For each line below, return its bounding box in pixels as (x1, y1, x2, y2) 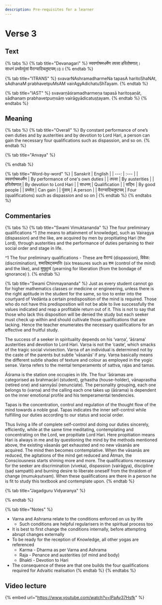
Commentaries (5, 212, 51, 220)
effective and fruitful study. (5, 327, 59, 333)
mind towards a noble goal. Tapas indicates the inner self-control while (5, 407, 147, 413)
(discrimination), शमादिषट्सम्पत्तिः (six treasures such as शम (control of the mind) (5, 260, 156, 266)
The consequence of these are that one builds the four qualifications (12, 562, 149, 569)
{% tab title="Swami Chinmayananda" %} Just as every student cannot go (5, 280, 153, 287)
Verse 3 (5, 28, 37, 39)
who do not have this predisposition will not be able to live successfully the (5, 301, 155, 307)
